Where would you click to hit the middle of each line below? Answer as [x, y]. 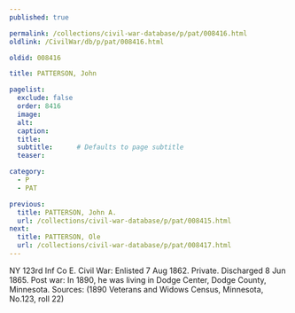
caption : [33, 131]
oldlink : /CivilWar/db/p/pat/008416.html [87, 42]
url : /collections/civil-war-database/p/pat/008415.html [124, 221]
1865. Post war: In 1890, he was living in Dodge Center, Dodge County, [138, 279]
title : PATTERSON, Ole [59, 237]
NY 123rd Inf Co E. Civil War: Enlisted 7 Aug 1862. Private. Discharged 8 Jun [147, 270]
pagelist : [27, 90]
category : [27, 172]
